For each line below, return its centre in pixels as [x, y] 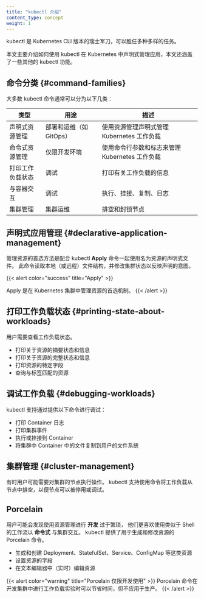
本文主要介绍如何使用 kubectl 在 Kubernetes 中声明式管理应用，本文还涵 [97, 54]
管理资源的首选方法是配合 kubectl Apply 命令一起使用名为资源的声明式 [95, 258]
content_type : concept [35, 18]
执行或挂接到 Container [44, 438]
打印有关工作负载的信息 [135, 173]
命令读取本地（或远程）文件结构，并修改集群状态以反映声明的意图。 [109, 266]
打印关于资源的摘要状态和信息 [52, 350]
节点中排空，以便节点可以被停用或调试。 [57, 490]
